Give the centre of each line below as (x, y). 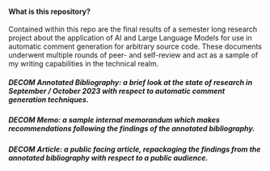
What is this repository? (50, 11)
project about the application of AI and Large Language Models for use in (130, 38)
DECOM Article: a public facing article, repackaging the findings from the (135, 149)
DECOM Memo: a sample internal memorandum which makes (114, 120)
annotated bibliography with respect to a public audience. (108, 157)
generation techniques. (49, 99)
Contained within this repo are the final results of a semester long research (133, 29)
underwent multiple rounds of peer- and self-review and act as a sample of (133, 55)
